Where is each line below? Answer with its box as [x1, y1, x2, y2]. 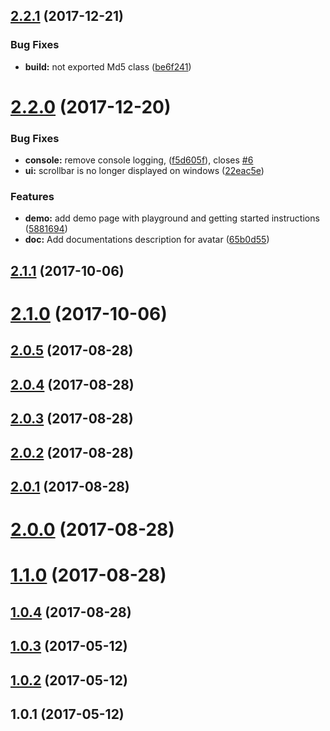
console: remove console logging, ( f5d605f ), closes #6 [24, 154, 254, 166]
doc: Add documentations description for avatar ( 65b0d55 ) [24, 234, 270, 246]
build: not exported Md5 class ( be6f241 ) [24, 60, 192, 73]
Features [10, 190, 55, 204]
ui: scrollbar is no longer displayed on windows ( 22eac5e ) [24, 165, 265, 177]
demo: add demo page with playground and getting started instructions [24, 212, 320, 224]
